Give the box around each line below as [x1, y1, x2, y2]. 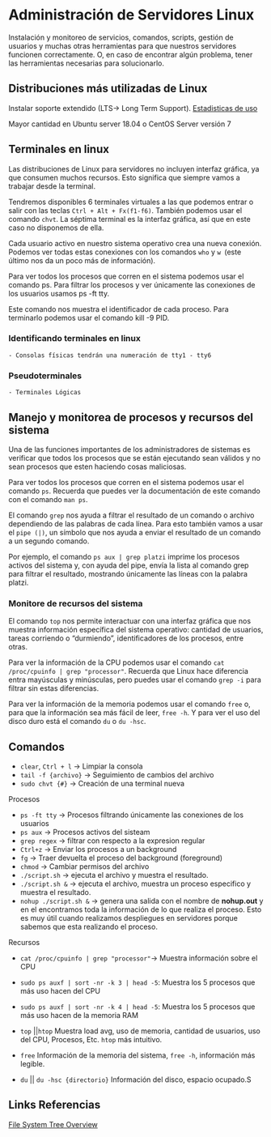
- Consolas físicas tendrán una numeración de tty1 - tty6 [8, 351, 212, 360]
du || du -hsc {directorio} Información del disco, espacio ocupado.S [19, 1075, 252, 1084]
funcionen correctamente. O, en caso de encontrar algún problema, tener [8, 49, 253, 59]
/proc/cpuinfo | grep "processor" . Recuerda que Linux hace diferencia [8, 666, 249, 676]
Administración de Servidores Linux [8, 6, 255, 24]
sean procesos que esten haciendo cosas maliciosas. [8, 462, 187, 471]
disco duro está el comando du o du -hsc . [8, 717, 146, 726]
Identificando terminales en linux [8, 333, 142, 344]
